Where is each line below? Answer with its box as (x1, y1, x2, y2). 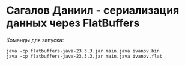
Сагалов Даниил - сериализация (6, 4, 180, 17)
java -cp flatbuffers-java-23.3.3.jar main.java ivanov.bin (6, 48, 160, 54)
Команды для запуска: (6, 36, 64, 43)
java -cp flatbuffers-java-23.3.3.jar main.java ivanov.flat (6, 53, 163, 59)
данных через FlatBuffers (6, 16, 140, 30)
